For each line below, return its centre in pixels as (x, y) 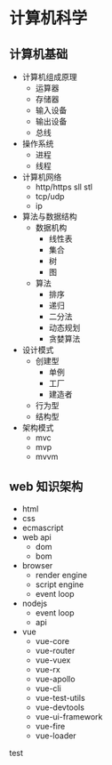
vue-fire (50, 726)
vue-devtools (60, 707)
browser (37, 565)
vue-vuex (53, 660)
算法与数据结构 (49, 216)
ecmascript (43, 527)
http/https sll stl (64, 187)
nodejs (34, 603)
